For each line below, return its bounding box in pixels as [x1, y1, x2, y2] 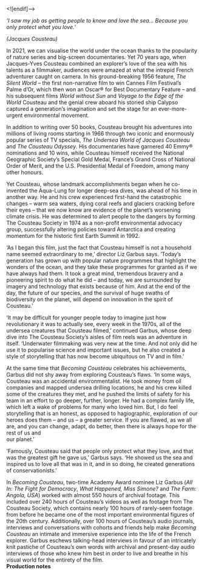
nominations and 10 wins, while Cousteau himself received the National [6, 149, 184, 156]
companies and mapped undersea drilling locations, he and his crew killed [6, 384, 192, 391]
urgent [6, 112, 23, 119]
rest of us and [6, 429, 41, 436]
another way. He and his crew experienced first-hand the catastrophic [6, 193, 182, 200]
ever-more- [158, 105, 187, 112]
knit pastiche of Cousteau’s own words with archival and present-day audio [6, 543, 195, 550]
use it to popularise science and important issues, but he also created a [6, 346, 185, 354]
